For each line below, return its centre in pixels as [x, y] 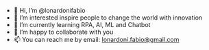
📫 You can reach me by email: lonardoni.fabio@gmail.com [96, 40]
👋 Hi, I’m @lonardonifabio [49, 10]
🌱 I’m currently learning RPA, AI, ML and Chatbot [82, 25]
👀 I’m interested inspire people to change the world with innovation [108, 18]
